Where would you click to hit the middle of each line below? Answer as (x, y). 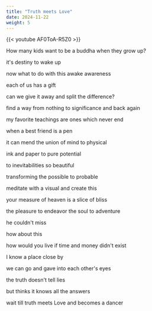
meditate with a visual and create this (52, 188)
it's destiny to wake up (33, 62)
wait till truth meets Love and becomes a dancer (65, 303)
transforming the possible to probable (52, 177)
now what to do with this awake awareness (59, 74)
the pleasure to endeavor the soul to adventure (63, 211)
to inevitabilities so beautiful (40, 166)
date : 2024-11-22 (28, 17)
